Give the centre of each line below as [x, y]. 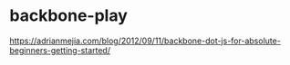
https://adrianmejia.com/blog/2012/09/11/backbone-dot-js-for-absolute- [145, 41]
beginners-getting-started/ [60, 50]
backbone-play [68, 16]
